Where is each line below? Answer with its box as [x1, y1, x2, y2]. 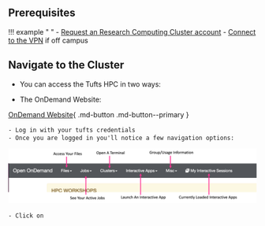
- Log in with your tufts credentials [8, 126, 136, 134]
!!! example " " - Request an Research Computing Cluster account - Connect [8, 27, 256, 36]
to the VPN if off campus [8, 35, 88, 45]
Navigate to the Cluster [8, 58, 125, 72]
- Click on [8, 212, 44, 220]
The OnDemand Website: [19, 94, 102, 104]
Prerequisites [8, 6, 76, 20]
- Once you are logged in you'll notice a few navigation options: [8, 134, 235, 142]
